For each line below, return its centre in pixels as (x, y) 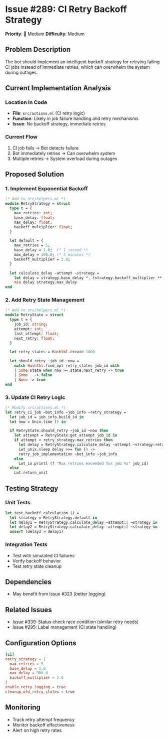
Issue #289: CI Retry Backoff (66, 9)
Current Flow (21, 137)
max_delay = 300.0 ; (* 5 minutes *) (52, 255)
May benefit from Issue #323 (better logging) (59, 594)
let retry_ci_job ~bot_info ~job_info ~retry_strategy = (66, 412)
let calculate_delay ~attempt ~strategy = (54, 273)
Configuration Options (41, 643)
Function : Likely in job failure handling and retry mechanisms (75, 118)
